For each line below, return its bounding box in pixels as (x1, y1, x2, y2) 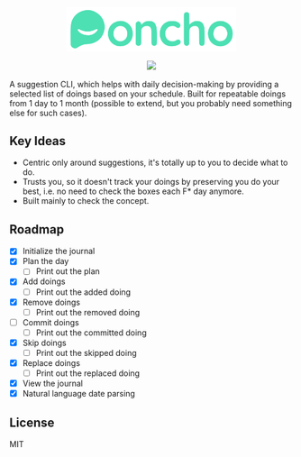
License (9, 415, 55, 430)
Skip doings (22, 337, 67, 348)
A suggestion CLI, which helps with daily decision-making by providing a (9, 78, 279, 89)
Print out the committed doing (35, 327, 147, 338)
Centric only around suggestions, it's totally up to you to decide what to (22, 157, 288, 169)
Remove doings (22, 297, 81, 307)
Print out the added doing (35, 287, 132, 297)
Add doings (22, 276, 66, 287)
